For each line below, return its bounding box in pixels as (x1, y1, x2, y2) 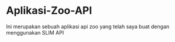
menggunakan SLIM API (6, 29, 64, 36)
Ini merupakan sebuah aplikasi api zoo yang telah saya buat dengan (6, 23, 170, 30)
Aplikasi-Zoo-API (6, 4, 92, 17)
